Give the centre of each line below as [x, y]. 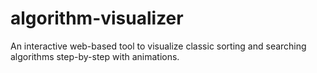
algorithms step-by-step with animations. [95, 56]
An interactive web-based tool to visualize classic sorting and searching [158, 46]
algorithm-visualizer [97, 18]
